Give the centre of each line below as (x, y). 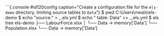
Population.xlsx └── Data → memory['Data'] (51, 28)
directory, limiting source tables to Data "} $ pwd (65, 12)
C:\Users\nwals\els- (136, 12)
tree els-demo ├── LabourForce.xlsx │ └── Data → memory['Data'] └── (81, 23)
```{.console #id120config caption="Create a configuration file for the (77, 7)
